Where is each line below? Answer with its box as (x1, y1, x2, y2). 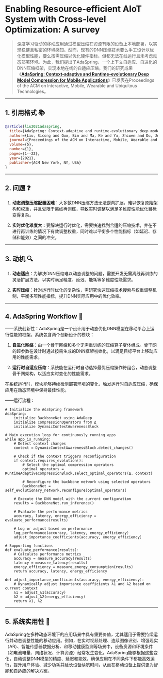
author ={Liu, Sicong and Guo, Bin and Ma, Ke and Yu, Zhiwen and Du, (9, 133, 153, 138)
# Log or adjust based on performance (14, 526, 92, 531)
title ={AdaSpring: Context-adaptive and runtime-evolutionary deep (9, 128, 149, 133)
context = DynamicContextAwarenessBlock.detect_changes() (14, 445, 133, 450)
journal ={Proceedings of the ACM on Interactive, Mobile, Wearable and (9, 138, 158, 143)
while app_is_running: (5, 437, 51, 442)
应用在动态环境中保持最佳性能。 (5, 387, 69, 393)
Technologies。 (16, 89, 49, 94)
